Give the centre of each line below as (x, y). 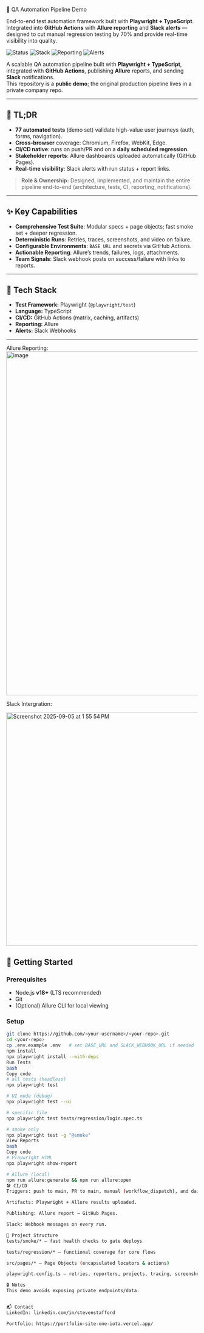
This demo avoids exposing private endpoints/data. (73, 1291)
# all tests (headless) (36, 1079)
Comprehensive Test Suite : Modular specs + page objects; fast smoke (104, 226)
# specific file (27, 1112)
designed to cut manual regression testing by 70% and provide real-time (97, 34)
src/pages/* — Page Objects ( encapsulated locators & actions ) (88, 1263)
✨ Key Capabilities (42, 212)
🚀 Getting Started (40, 962)
